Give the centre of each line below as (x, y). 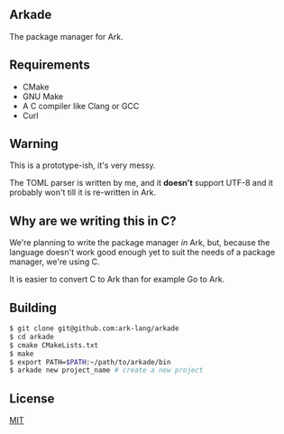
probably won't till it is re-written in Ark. (83, 192)
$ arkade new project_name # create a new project (106, 370)
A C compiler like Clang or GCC (81, 106)
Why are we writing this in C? (93, 221)
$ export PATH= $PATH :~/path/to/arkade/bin (90, 362)
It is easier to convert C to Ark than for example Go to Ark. (117, 280)
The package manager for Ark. (66, 36)
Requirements (50, 65)
